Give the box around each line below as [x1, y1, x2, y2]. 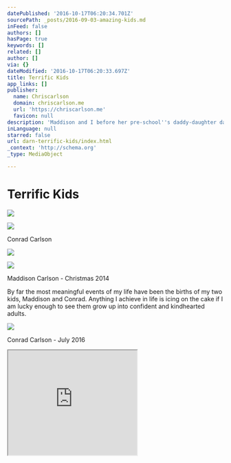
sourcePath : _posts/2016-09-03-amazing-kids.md [7, 17, 146, 23]
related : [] [7, 49, 41, 56]
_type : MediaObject [7, 151, 63, 158]
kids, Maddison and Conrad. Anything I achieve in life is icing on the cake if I [7, 294, 223, 303]
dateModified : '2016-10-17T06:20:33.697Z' [7, 67, 131, 74]
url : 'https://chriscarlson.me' [13, 106, 107, 113]
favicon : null [13, 112, 54, 119]
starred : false [7, 131, 51, 138]
